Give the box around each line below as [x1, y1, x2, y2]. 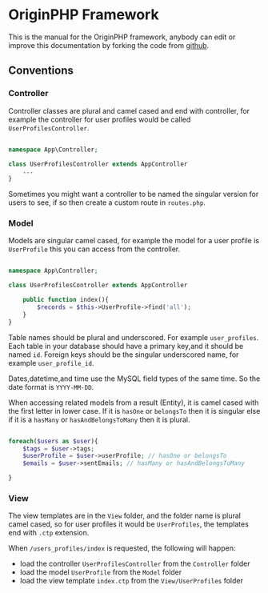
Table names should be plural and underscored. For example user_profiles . [8, 332, 259, 342]
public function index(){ [22, 296, 110, 304]
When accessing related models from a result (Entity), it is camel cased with [8, 398, 259, 407]
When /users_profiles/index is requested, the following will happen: [8, 543, 236, 553]
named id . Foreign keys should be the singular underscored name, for [8, 350, 239, 359]
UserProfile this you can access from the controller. [8, 244, 181, 254]
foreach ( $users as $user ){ [8, 437, 98, 445]
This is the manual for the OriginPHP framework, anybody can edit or [8, 32, 236, 42]
